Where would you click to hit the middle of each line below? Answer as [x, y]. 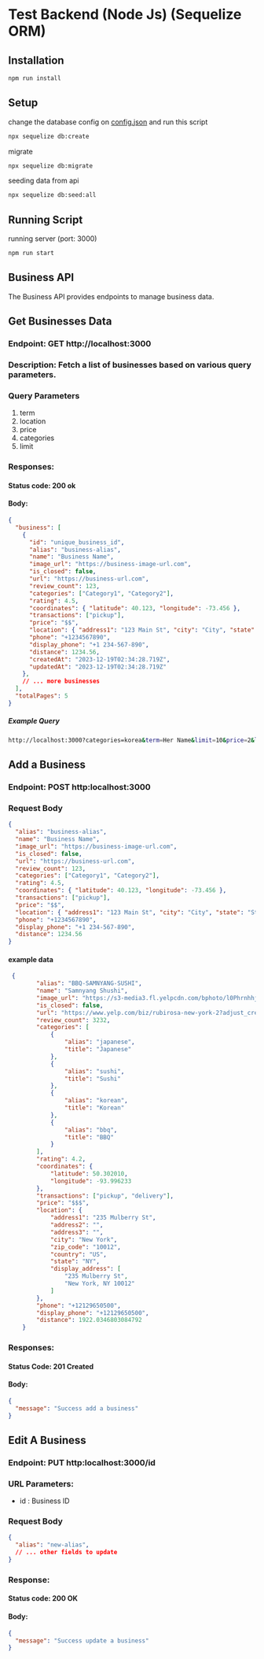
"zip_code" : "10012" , [86, 1247]
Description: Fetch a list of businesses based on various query [130, 365]
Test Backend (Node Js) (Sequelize [125, 15]
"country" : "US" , [79, 1254]
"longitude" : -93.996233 [91, 1181]
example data [31, 959]
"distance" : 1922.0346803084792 [90, 1320]
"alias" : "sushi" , [94, 1071]
